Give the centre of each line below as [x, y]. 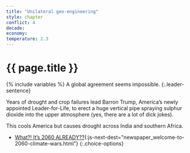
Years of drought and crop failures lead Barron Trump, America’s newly [92, 102]
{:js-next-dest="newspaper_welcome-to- [134, 137]
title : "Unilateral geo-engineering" [52, 11]
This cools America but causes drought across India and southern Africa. [95, 126]
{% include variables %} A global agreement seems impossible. [83, 84]
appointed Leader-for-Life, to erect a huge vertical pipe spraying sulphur [94, 108]
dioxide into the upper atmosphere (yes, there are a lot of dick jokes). [90, 114]
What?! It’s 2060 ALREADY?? [49, 137]
